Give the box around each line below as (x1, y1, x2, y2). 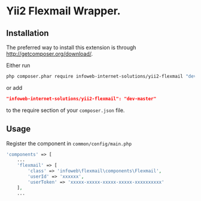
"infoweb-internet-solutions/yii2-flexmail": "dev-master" (6, 96, 157, 102)
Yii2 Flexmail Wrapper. (6, 4, 121, 18)
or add (6, 84, 23, 91)
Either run (6, 62, 31, 69)
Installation (6, 28, 49, 38)
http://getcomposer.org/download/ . (6, 50, 93, 57)
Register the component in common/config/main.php (6, 139, 132, 147)
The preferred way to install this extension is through (6, 44, 136, 51)
